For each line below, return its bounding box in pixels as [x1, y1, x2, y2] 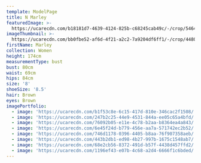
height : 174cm [6, 53, 42, 59]
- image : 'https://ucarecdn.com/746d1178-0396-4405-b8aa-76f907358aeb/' [11, 131, 197, 137]
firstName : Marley [6, 42, 52, 48]
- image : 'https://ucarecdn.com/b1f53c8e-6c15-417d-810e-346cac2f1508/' [11, 109, 197, 115]
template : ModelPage [6, 8, 58, 15]
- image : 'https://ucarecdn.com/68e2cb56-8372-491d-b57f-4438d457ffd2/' [11, 142, 197, 148]
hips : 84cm [6, 75, 33, 81]
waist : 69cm [6, 70, 36, 76]
